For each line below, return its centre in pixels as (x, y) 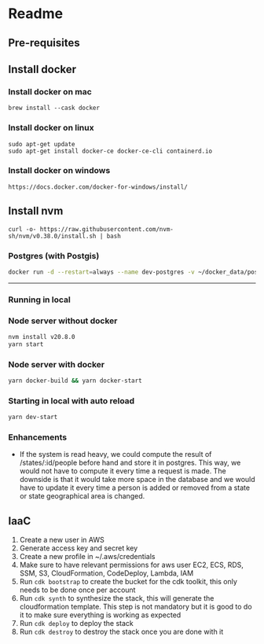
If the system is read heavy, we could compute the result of (115, 454)
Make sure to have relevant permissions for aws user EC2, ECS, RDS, (131, 565)
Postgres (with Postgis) (54, 256)
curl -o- (22, 229)
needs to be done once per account (77, 590)
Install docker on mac (50, 91)
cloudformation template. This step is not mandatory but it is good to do (136, 607)
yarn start (26, 344)
